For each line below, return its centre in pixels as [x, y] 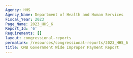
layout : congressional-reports [38, 38]
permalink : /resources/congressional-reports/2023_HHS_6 [67, 43]
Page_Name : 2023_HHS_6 [29, 24]
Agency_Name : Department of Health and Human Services [64, 15]
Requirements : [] [24, 33]
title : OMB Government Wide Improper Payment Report [62, 47]
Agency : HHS [18, 10]
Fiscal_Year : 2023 [25, 19]
